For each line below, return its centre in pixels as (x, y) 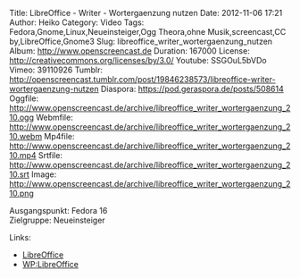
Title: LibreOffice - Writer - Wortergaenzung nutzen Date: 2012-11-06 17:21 (146, 13)
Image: (44, 174)
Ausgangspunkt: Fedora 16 (58, 211)
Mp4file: (59, 136)
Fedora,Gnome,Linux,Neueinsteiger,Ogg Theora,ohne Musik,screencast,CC (148, 32)
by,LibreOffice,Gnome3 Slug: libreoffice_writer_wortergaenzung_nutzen (141, 41)
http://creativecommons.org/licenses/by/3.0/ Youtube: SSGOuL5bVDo (138, 60)
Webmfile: (54, 117)
